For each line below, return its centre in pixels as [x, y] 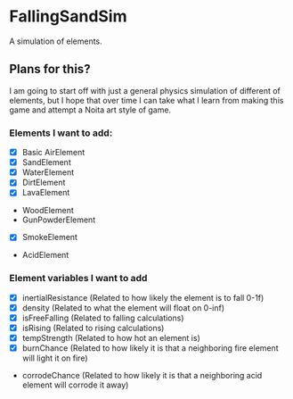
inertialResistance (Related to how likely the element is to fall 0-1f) [143, 297]
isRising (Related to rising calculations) [93, 328]
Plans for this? [50, 69]
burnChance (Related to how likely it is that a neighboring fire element [150, 348]
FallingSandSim [68, 17]
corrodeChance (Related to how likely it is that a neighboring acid [142, 376]
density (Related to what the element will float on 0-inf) [123, 308]
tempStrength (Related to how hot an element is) [111, 337]
